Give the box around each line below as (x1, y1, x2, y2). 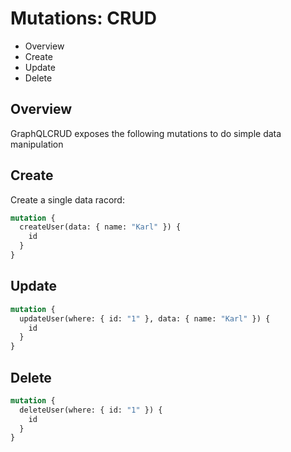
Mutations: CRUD (10, 7, 158, 30)
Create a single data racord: (10, 193, 125, 206)
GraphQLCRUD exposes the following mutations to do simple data (10, 127, 282, 139)
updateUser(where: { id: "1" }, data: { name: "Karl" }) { (19, 313, 271, 324)
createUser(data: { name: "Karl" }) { (19, 222, 182, 232)
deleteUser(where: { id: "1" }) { (19, 405, 163, 415)
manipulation (10, 138, 64, 150)
